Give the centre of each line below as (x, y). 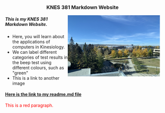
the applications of (31, 42)
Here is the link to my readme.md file (43, 94)
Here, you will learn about (38, 36)
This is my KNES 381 (27, 19)
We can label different (35, 52)
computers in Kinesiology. (39, 47)
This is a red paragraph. (29, 105)
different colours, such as (38, 68)
